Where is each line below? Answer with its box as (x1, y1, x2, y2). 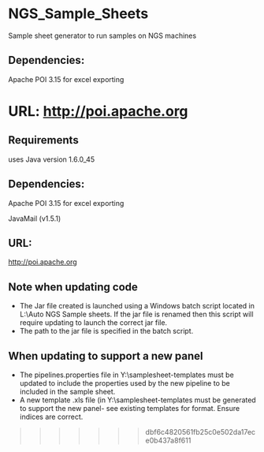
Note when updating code (8, 280, 138, 293)
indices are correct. (19, 412, 84, 421)
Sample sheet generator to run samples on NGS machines (8, 31, 197, 40)
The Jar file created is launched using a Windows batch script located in (19, 301, 255, 311)
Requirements (8, 133, 79, 147)
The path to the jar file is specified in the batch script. (19, 327, 194, 336)
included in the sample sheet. (19, 387, 116, 396)
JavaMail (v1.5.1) (8, 214, 61, 223)
